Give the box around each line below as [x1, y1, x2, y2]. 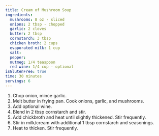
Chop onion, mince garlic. [12, 92, 67, 98]
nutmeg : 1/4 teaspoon [10, 60, 56, 65]
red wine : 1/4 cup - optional [10, 64, 74, 69]
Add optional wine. [12, 103, 52, 110]
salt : [10, 50, 22, 55]
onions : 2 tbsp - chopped [10, 21, 65, 27]
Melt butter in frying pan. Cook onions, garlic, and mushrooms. [12, 98, 144, 104]
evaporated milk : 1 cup [10, 45, 60, 50]
